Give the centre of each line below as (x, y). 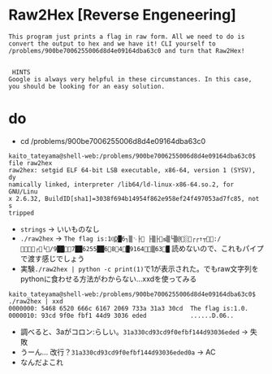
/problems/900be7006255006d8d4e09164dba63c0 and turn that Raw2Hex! (127, 50)
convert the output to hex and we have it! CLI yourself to (112, 43)
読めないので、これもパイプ (218, 248)
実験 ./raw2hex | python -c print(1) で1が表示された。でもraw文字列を (139, 268)
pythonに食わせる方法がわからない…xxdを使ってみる (108, 279)
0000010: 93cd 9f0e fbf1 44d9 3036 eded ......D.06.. (121, 315)
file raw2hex (30, 163)
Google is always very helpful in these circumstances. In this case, (130, 79)
